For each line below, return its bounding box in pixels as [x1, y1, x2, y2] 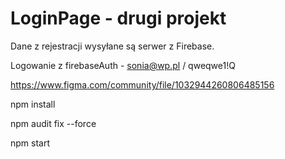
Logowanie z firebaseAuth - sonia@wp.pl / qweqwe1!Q [10, 59, 236, 71]
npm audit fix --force [10, 117, 97, 129]
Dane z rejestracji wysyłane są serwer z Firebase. [10, 40, 215, 52]
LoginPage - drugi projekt [10, 7, 227, 30]
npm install [10, 98, 56, 110]
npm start [10, 137, 51, 149]
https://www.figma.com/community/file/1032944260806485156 [10, 78, 275, 91]
